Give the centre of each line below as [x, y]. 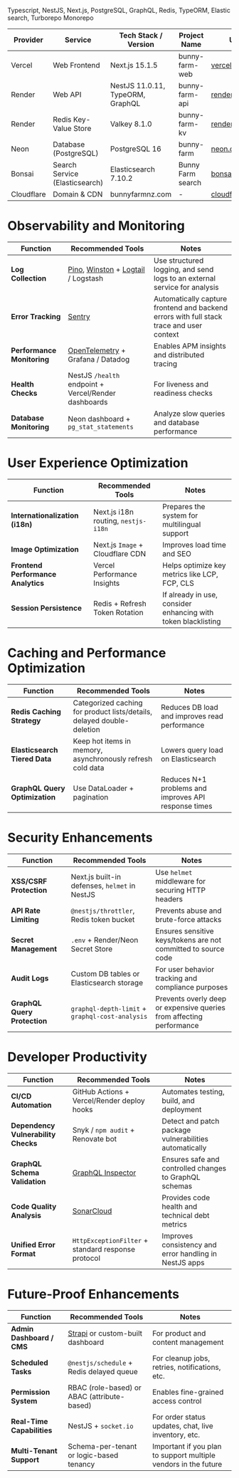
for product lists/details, [113, 711]
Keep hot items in [102, 741]
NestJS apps [183, 1262]
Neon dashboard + [99, 419]
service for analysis [186, 287]
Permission [31, 1392]
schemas [177, 1186]
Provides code [186, 1197]
